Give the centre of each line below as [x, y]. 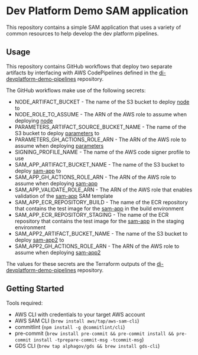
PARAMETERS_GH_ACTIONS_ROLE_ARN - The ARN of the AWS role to [100, 139]
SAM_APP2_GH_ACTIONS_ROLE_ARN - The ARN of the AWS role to [97, 246]
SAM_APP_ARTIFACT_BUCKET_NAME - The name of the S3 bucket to [100, 164]
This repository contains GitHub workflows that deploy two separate [89, 66]
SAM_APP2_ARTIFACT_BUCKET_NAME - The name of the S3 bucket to [101, 233]
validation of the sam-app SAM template [64, 196]
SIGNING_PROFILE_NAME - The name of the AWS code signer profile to [102, 152]
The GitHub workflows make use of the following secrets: [76, 90]
